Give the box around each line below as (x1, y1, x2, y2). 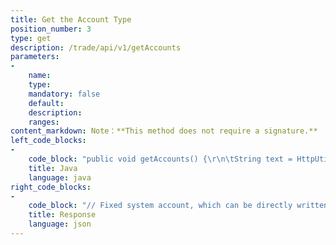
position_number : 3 (10, 24, 92, 34)
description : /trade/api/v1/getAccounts (10, 42, 182, 53)
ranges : (28, 117, 60, 127)
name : (28, 71, 52, 81)
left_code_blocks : (10, 136, 87, 146)
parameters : (10, 52, 60, 62)
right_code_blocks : (10, 182, 92, 192)
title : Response (28, 210, 97, 220)
